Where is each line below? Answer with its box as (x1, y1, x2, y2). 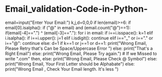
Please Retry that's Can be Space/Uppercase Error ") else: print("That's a (5, 45, 153, 51)
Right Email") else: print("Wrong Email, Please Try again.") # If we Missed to (5, 50, 157, 57)
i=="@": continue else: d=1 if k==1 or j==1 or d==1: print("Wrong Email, (5, 40, 147, 46)
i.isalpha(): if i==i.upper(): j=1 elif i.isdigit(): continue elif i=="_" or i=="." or (5, 35, 154, 41)
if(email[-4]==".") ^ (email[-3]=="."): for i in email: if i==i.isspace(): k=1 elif (5, 30, 153, 36)
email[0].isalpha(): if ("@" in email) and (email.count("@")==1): (5, 24, 131, 30)
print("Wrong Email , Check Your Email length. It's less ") (5, 66, 119, 72)
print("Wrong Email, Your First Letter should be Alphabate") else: (5, 61, 135, 67)
